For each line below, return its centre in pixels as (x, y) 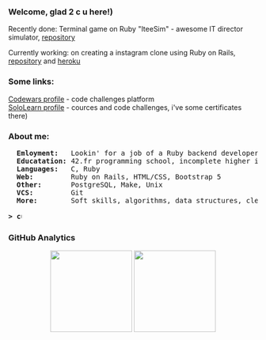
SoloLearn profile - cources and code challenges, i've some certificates (125, 107)
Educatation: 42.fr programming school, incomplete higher (133, 161)
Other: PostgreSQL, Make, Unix (89, 185)
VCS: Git (50, 193)
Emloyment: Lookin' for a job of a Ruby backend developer (137, 153)
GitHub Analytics (42, 237)
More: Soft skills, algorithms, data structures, (129, 200)
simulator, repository (42, 37)
